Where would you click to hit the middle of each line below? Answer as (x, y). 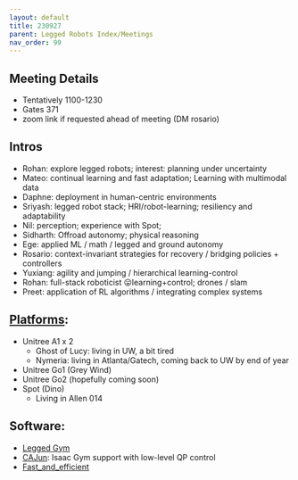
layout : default (39, 17)
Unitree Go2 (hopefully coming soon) (91, 379)
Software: (37, 426)
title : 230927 (36, 26)
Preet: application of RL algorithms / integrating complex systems (142, 292)
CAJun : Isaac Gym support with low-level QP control (119, 457)
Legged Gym (46, 448)
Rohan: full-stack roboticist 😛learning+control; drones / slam (135, 282)
